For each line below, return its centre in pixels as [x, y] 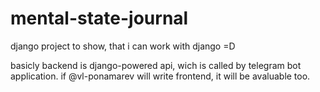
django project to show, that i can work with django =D [123, 46]
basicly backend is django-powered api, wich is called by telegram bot [156, 65]
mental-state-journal [99, 18]
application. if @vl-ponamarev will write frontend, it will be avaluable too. [160, 76]
